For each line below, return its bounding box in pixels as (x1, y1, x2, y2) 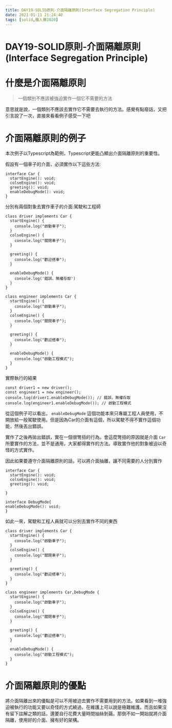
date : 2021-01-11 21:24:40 (5, 12, 63, 17)
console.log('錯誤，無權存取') (14, 276, 76, 282)
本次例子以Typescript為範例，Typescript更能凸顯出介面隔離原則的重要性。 (5, 150, 163, 157)
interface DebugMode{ (5, 499, 52, 505)
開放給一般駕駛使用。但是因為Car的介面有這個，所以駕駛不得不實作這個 (5, 417, 157, 423)
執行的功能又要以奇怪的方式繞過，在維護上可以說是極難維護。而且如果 (14, 704, 162, 711)
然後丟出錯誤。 (14, 423, 46, 430)
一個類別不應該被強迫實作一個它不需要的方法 (17, 95, 113, 101)
